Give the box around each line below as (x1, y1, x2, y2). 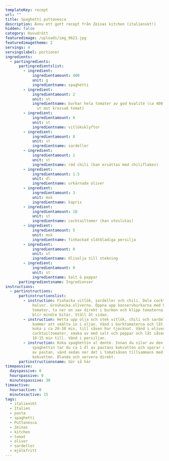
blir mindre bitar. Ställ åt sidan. (32, 312, 109, 317)
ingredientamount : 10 (32, 209, 78, 214)
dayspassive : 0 (10, 369, 42, 374)
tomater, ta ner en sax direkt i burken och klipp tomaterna (32, 307, 163, 313)
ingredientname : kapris (32, 200, 82, 205)
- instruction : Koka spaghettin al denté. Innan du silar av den (23, 340, 163, 345)
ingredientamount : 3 (32, 190, 75, 195)
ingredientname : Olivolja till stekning (32, 256, 118, 261)
